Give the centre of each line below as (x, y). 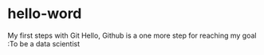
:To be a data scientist (44, 43)
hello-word (45, 14)
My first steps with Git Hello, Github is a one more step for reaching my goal (132, 35)
